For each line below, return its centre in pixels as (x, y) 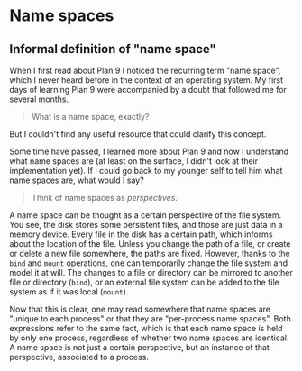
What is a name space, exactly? (90, 117)
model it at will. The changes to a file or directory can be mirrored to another (151, 272)
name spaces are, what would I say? (77, 180)
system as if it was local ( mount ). (69, 292)
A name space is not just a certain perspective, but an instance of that (140, 347)
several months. (39, 99)
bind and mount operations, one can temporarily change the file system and (149, 263)
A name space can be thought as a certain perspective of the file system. (146, 215)
